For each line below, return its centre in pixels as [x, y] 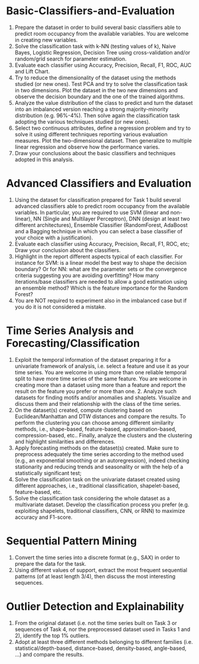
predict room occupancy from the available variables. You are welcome [102, 33]
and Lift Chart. [32, 71]
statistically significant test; [48, 473]
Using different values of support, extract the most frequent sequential [101, 570]
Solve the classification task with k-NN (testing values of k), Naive [95, 46]
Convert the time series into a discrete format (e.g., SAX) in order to [97, 557]
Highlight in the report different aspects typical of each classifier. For [99, 256]
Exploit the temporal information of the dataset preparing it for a [92, 360]
